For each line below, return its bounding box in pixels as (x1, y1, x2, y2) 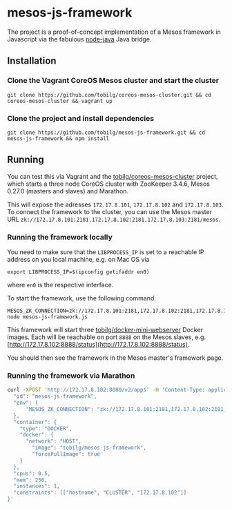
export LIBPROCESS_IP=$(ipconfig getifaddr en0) (7, 269, 150, 276)
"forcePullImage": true (32, 451, 100, 458)
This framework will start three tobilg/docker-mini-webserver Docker (7, 326, 204, 334)
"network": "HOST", (25, 438, 81, 445)
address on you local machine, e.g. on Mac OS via (7, 256, 150, 264)
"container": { (13, 419, 57, 425)
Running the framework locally (7, 232, 113, 242)
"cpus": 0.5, (13, 470, 51, 477)
